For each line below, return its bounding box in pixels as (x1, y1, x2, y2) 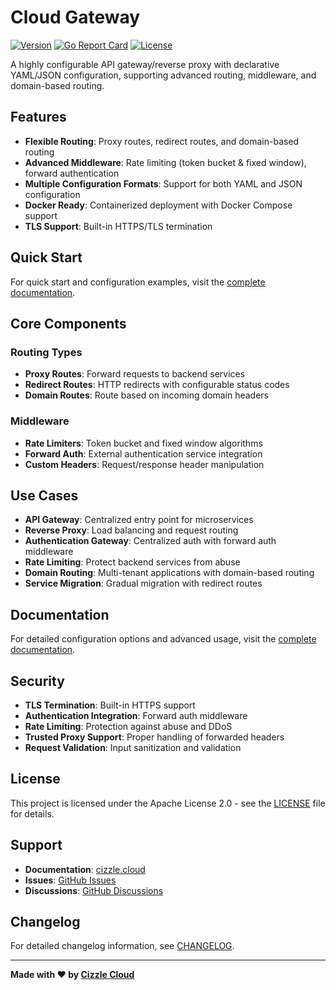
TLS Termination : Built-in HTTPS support (24, 699, 196, 711)
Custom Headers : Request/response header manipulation (24, 458, 265, 470)
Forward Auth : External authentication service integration (24, 447, 263, 460)
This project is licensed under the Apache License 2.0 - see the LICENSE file (10, 797, 326, 809)
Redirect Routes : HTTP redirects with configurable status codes (24, 379, 290, 391)
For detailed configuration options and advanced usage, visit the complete (10, 633, 317, 645)
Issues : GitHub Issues (24, 874, 117, 886)
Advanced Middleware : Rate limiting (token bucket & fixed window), (24, 156, 307, 168)
